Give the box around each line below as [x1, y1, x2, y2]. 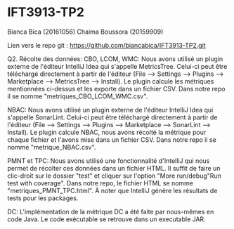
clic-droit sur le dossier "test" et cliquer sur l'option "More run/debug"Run [7, 171, 221, 180]
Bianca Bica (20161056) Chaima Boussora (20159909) [7, 27, 164, 36]
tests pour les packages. [7, 194, 79, 202]
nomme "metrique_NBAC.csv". [7, 143, 96, 151]
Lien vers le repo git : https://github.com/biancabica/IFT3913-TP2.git [7, 41, 206, 49]
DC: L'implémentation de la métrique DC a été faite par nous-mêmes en [7, 207, 214, 216]
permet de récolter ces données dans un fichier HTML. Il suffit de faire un [7, 164, 221, 172]
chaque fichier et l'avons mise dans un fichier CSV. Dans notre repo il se [7, 135, 216, 144]
